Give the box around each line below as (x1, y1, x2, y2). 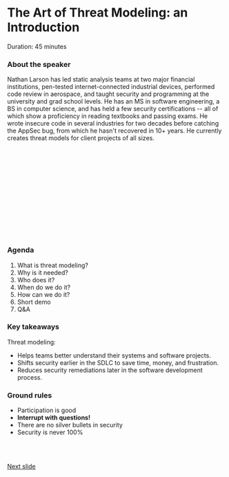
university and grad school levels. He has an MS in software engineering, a (7, 97, 220, 106)
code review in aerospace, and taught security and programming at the (7, 90, 210, 98)
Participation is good (17, 406, 77, 415)
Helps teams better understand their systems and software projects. (17, 351, 212, 360)
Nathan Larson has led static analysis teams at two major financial (7, 75, 195, 84)
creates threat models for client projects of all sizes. (7, 134, 155, 142)
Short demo (17, 298, 51, 306)
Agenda (7, 245, 34, 255)
